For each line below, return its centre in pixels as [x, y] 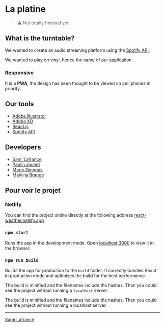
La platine [26, 9]
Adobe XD [23, 121]
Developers [23, 147]
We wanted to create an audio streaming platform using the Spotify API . [78, 50]
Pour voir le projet [33, 190]
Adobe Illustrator [29, 116]
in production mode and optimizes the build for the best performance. [76, 276]
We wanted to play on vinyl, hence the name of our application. [69, 60]
